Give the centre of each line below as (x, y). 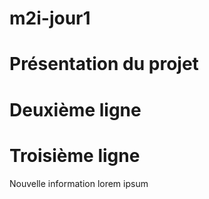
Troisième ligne (75, 155)
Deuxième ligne (75, 109)
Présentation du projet (104, 64)
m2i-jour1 (50, 18)
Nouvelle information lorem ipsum (79, 183)
